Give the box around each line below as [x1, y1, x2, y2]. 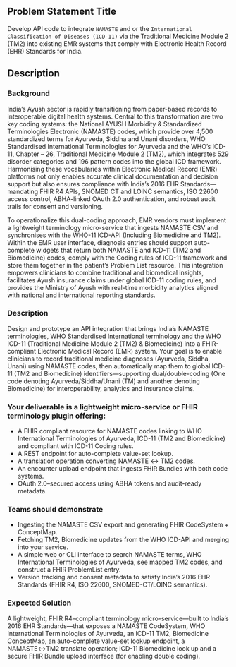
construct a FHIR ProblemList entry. [17, 565, 121, 574]
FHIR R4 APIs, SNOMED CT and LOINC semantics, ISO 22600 [39, 187, 218, 196]
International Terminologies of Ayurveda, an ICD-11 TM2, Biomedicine [7, 629, 209, 637]
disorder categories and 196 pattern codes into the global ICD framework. [7, 157, 222, 165]
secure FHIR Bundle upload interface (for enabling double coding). [7, 651, 201, 660]
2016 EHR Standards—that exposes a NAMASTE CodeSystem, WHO [7, 621, 206, 630]
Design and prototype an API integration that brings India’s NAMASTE [7, 324, 209, 332]
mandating [7, 187, 39, 196]
